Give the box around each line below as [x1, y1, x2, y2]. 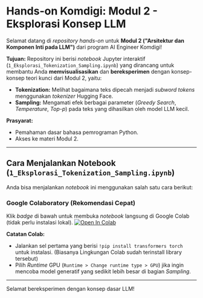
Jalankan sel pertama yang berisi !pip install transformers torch [14, 243, 183, 250]
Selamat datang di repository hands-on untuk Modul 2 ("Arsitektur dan [6, 37, 185, 44]
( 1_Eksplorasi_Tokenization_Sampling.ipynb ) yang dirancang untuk [6, 62, 175, 69]
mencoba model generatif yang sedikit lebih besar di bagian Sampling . [14, 268, 192, 275]
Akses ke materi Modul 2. [14, 135, 79, 142]
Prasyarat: [6, 116, 33, 124]
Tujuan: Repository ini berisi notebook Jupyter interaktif [6, 55, 146, 62]
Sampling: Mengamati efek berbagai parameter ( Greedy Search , [14, 98, 176, 106]
